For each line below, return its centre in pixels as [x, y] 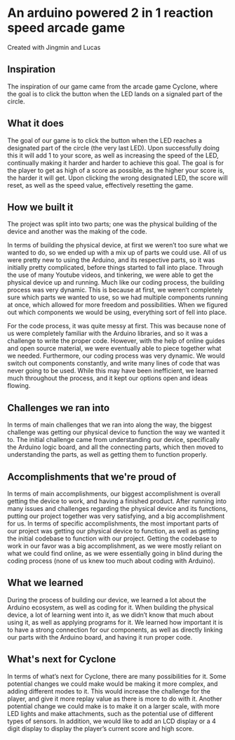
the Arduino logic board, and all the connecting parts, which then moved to [115, 447]
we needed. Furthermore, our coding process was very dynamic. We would [116, 356]
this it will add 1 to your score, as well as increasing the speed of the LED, [113, 155]
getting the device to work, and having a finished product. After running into [117, 501]
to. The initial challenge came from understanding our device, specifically [113, 440]
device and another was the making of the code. [77, 232]
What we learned [45, 583]
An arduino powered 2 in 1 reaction [110, 13]
